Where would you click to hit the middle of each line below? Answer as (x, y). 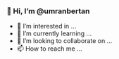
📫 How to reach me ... (49, 49)
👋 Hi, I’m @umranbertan (48, 11)
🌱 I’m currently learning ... (54, 33)
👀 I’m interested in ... (46, 26)
